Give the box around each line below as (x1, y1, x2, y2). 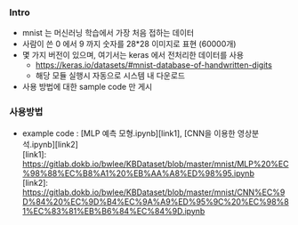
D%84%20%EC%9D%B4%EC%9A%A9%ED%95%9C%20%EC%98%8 (21, 196, 289, 206)
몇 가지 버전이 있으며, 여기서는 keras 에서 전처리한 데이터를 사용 (21, 50, 245, 60)
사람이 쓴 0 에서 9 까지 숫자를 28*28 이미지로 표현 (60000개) (21, 38, 237, 50)
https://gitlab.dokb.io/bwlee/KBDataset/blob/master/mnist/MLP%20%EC (21, 158, 289, 169)
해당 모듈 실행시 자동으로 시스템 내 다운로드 (35, 70, 185, 81)
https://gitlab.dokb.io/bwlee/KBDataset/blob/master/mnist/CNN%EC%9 (21, 187, 286, 197)
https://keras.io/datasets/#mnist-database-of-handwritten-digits (35, 60, 273, 70)
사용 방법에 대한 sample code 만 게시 (21, 82, 153, 92)
